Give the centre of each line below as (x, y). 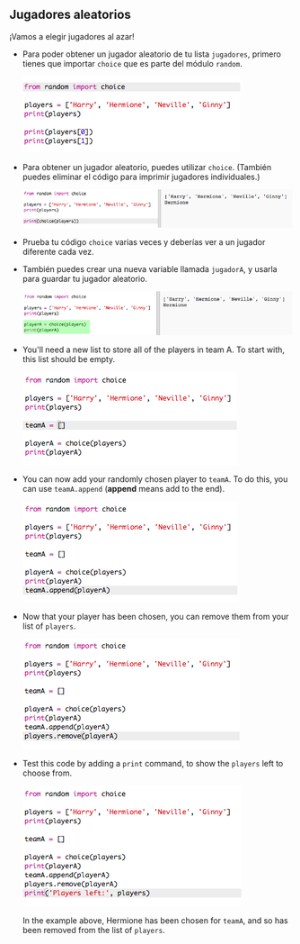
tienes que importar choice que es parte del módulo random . (132, 63)
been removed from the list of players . (93, 930)
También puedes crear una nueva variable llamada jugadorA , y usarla (150, 269)
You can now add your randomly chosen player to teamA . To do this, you (155, 479)
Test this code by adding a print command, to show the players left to (153, 763)
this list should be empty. (69, 359)
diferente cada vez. (58, 252)
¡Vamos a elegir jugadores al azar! (72, 36)
